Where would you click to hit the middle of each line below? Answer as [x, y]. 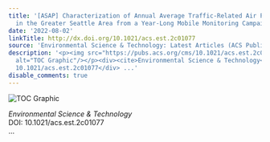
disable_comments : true [48, 75]
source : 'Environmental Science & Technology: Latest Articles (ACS [125, 46]
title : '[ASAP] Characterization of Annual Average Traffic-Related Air [133, 16]
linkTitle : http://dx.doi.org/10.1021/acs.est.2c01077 [102, 38]
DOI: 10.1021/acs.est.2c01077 [56, 122]
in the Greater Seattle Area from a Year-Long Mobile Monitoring [127, 23]
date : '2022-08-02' [41, 30]
